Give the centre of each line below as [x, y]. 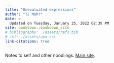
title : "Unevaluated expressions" [41, 10]
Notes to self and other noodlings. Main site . [50, 55]
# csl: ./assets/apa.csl [31, 37]
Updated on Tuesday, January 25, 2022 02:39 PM [59, 23]
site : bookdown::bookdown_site [37, 28]
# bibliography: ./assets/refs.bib [42, 32]
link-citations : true [27, 42]
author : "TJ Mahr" [24, 14]
